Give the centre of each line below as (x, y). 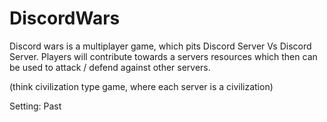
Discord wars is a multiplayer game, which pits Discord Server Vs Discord (160, 46)
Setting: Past (35, 106)
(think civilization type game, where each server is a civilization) (141, 86)
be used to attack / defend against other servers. (110, 67)
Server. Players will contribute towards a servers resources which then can (163, 56)
